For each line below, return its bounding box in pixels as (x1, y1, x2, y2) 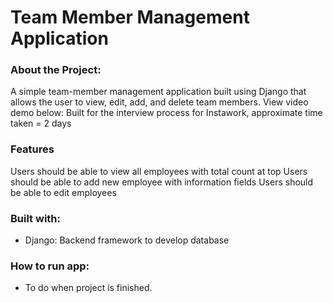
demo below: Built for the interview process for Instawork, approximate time (10, 107, 323, 119)
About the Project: (10, 63, 102, 77)
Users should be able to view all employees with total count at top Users (10, 165, 308, 177)
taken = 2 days (10, 117, 72, 130)
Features (10, 142, 55, 156)
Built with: (10, 211, 61, 225)
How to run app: (10, 259, 90, 273)
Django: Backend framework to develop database (24, 234, 230, 246)
